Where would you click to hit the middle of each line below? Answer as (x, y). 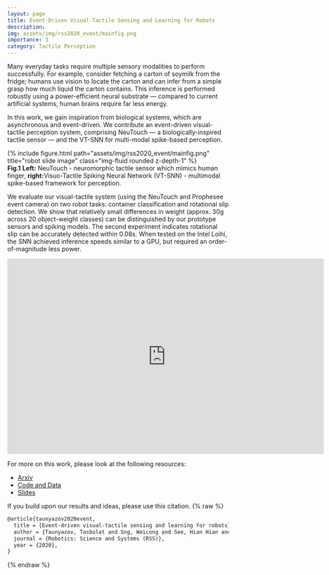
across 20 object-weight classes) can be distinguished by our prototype (112, 219)
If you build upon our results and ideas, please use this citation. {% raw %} (116, 506)
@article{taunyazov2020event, (52, 519)
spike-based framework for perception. (64, 183)
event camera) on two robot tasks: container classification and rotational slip (118, 204)
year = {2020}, (36, 545)
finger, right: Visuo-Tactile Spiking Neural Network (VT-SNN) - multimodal (114, 176)
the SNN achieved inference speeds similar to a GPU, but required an (107, 242)
